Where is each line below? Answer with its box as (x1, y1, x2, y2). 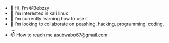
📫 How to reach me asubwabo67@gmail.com (10, 32, 108, 38)
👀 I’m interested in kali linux (10, 10, 68, 16)
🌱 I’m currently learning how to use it (10, 16, 88, 21)
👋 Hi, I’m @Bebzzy (10, 5, 50, 11)
